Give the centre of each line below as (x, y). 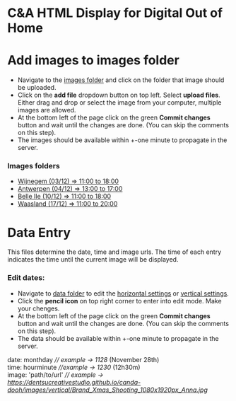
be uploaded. (37, 88)
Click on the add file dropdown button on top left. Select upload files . (119, 95)
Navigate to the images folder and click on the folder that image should (121, 80)
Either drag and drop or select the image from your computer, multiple (119, 103)
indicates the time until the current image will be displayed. (93, 260)
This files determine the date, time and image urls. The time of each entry (114, 252)
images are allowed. (47, 110)
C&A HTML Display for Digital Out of (115, 13)
